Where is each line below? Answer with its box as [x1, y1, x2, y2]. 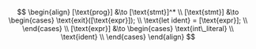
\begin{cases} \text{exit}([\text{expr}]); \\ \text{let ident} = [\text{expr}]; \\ [8, 16, 248, 25]
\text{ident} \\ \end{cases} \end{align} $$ [61, 32, 195, 41]
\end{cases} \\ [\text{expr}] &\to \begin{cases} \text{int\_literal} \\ [22, 24, 234, 33]
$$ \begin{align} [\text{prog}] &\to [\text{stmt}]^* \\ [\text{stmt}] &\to [17, 8, 239, 16]
